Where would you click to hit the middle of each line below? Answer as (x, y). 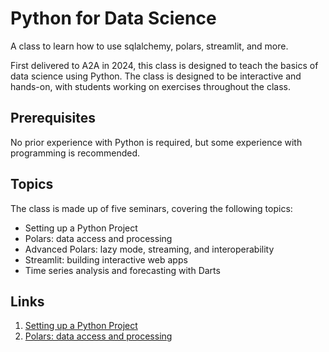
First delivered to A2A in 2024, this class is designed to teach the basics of (164, 65)
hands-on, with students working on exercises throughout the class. (150, 86)
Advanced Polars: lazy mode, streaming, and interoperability (149, 249)
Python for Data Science (113, 18)
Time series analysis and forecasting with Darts (122, 270)
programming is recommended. (75, 153)
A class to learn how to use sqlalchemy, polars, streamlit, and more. (149, 46)
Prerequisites (53, 118)
